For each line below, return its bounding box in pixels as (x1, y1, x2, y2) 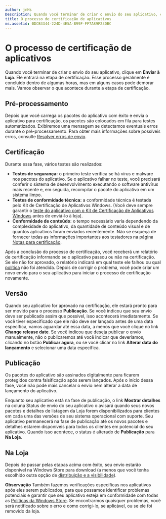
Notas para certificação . (12, 239, 62, 245)
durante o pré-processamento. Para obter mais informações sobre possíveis (5, 128, 161, 134)
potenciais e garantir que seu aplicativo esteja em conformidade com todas (5, 492, 159, 498)
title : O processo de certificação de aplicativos (5, 16, 112, 21)
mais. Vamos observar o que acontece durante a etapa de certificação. (5, 85, 150, 91)
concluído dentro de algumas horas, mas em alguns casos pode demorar (5, 80, 154, 86)
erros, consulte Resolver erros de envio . (5, 134, 87, 139)
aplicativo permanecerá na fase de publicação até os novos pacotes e (5, 418, 148, 424)
